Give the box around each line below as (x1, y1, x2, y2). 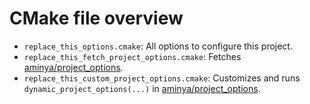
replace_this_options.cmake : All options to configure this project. (23, 40, 293, 52)
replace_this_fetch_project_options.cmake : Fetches (23, 50, 242, 62)
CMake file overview (9, 7, 184, 30)
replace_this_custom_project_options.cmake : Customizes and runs (23, 72, 301, 84)
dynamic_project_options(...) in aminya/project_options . (23, 82, 261, 94)
